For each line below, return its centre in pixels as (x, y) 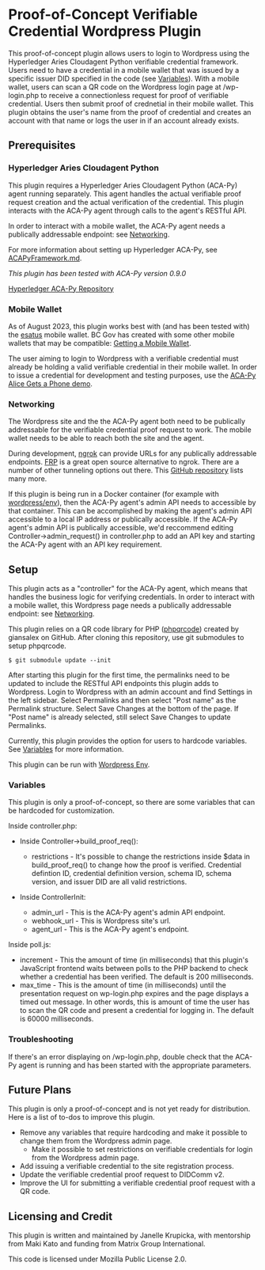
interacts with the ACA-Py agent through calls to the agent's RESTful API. (127, 210)
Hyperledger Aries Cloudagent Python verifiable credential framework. (123, 62)
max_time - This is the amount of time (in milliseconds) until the (123, 985)
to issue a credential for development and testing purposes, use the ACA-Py (132, 375)
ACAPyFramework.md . (45, 258)
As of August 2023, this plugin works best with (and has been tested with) (129, 326)
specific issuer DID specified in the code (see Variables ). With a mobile (124, 78)
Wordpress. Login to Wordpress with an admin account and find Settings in (131, 692)
